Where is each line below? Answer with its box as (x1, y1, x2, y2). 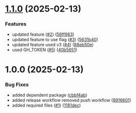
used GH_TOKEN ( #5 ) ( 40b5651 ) (12, 47, 78, 53)
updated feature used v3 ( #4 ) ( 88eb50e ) (12, 42, 94, 48)
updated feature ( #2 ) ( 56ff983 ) (12, 31, 74, 37)
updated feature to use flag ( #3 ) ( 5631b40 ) (12, 37, 99, 42)
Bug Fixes (5, 81, 29, 88)
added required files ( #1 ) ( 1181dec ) (12, 102, 81, 108)
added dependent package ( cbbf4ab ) (12, 92, 87, 98)
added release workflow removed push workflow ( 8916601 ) (12, 97, 131, 103)
